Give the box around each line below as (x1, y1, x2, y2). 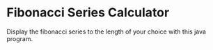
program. (6, 34, 33, 42)
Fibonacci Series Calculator (6, 5, 170, 21)
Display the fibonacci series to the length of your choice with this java (6, 27, 207, 36)
